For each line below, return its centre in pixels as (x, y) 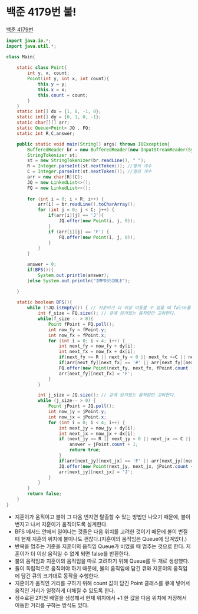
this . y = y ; (52, 84)
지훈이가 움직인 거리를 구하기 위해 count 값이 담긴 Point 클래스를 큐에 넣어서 (102, 583)
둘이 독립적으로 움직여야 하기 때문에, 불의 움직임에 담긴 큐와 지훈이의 (93, 568)
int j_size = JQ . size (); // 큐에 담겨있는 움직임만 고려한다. (107, 395)
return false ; (44, 494)
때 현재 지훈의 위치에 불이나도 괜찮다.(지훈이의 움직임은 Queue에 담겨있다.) (101, 539)
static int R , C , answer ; (46, 133)
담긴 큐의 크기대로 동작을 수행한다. (60, 576)
